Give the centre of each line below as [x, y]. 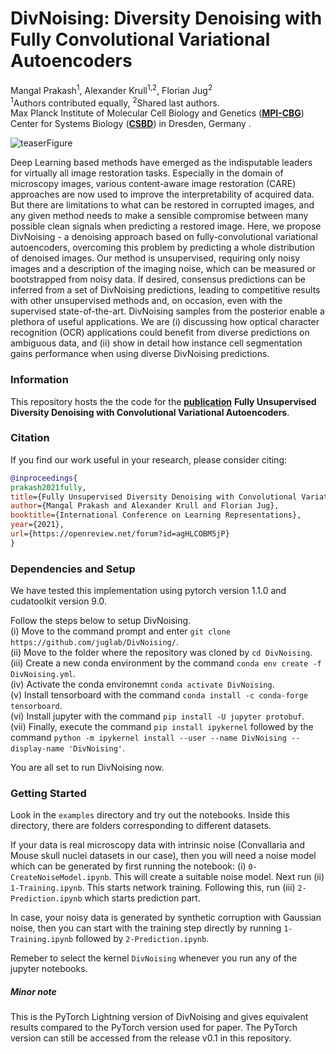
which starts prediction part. [142, 898]
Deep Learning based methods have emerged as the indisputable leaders [161, 163]
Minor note [33, 992]
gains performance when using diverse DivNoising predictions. [140, 354]
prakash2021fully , [48, 487]
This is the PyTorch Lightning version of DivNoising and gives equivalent [159, 1017]
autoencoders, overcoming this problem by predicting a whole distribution [163, 248]
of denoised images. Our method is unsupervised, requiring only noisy [155, 258]
